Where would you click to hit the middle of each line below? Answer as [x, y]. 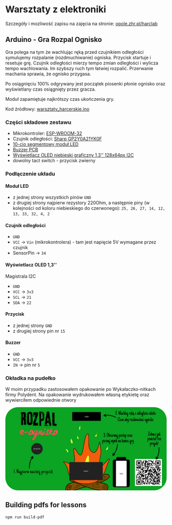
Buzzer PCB [25, 150]
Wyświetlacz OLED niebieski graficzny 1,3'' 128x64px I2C [73, 155]
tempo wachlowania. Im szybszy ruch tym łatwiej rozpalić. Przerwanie [79, 68]
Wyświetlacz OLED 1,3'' [31, 265]
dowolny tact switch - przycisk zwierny [54, 161]
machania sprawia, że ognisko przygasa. [48, 74]
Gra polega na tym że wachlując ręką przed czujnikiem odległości [75, 52]
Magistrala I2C [21, 276]
